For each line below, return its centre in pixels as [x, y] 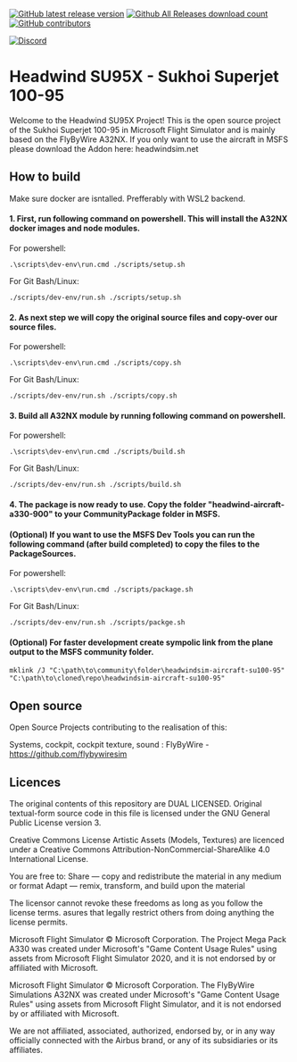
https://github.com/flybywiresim [68, 754]
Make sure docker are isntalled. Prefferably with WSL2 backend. [128, 198]
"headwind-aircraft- [247, 504]
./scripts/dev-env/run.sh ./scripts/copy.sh [93, 396]
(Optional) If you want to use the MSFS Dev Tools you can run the [132, 534]
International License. [49, 858]
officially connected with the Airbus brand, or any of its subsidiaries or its [144, 1040]
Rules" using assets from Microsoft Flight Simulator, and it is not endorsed [145, 1004]
